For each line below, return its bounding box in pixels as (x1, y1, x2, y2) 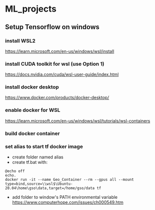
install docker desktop (5, 84, 59, 90)
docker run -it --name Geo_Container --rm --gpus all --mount (5, 177, 134, 182)
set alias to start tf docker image (5, 143, 83, 150)
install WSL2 (5, 37, 36, 44)
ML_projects (5, 3, 57, 15)
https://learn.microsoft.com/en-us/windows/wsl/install (5, 48, 115, 54)
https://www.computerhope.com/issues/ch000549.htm (12, 199, 124, 205)
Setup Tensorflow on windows (5, 23, 100, 31)
